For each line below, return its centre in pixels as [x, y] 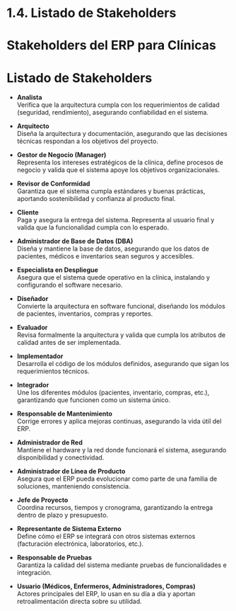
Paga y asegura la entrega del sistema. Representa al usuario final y [116, 220]
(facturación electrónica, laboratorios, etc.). [80, 544]
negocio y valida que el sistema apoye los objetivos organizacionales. [118, 170]
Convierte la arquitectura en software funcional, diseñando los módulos [121, 307]
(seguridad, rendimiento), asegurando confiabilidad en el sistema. [113, 113]
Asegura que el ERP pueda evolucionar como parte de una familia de [117, 479]
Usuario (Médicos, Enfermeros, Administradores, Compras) [106, 586]
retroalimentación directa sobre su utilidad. [79, 601]
